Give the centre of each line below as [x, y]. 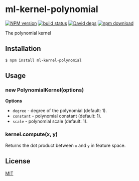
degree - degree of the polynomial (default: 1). [59, 111]
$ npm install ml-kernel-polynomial [43, 60]
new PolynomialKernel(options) [45, 90]
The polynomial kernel [28, 33]
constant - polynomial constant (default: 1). [57, 116]
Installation [23, 49]
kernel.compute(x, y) [31, 134]
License [18, 161]
